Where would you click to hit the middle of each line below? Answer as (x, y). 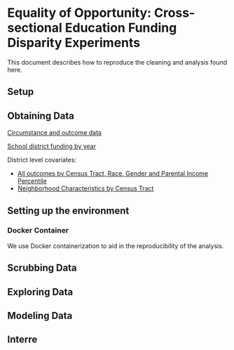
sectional (35, 28)
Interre (22, 340)
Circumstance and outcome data (54, 133)
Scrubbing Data (42, 268)
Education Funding (121, 28)
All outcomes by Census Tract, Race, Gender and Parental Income (113, 174)
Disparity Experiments (74, 43)
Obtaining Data (41, 116)
